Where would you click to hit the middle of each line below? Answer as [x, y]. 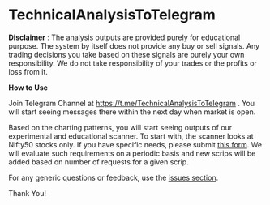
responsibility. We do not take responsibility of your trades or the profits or [133, 63]
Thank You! [28, 193]
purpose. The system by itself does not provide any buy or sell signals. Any [134, 45]
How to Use [28, 88]
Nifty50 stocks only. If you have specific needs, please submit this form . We [135, 144]
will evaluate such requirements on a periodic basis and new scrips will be [132, 153]
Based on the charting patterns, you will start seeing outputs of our [120, 127]
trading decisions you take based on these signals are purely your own [126, 54]
